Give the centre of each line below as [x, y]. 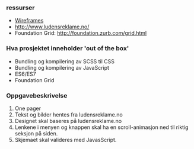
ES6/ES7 [26, 74]
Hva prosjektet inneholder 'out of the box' [68, 48]
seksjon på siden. [36, 133]
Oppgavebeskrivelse [37, 95]
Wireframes [29, 21]
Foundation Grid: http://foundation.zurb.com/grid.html [81, 33]
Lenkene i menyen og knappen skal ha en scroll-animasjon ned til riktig [101, 127]
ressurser [20, 8]
